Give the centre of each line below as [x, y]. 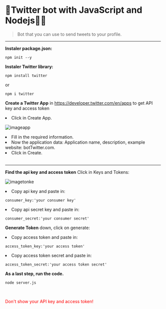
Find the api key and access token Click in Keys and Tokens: [67, 172]
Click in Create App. [32, 117]
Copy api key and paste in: [39, 191]
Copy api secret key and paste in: [45, 209]
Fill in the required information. [43, 137]
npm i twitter [20, 94]
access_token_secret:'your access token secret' [56, 264]
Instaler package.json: [29, 48]
